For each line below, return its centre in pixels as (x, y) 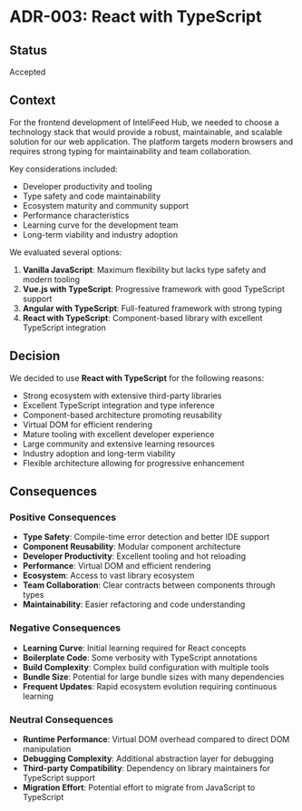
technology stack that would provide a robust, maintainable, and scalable (146, 132)
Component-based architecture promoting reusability (122, 415)
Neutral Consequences (61, 719)
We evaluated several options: (66, 252)
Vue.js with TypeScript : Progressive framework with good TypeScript (154, 288)
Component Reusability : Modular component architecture (132, 547)
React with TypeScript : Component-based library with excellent (142, 318)
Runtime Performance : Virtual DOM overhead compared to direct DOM (156, 739)
